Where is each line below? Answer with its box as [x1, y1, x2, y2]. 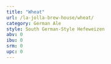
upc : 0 [6, 49, 23, 55]
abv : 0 [6, 32, 23, 38]
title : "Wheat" [6, 9, 45, 15]
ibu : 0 [6, 37, 23, 43]
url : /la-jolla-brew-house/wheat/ [6, 15, 95, 21]
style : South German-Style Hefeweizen [6, 26, 105, 32]
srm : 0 [6, 43, 23, 49]
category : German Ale [6, 20, 62, 26]
